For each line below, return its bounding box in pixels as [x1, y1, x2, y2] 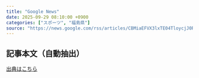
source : [6, 25, 25, 31]
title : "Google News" [6, 8, 60, 15]
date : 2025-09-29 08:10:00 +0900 [6, 14, 89, 20]
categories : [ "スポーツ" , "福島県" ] [6, 19, 91, 25]
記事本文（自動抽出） [6, 48, 84, 58]
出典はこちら [6, 66, 37, 73]
